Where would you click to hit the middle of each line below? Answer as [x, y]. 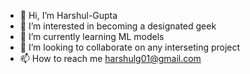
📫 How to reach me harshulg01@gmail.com [110, 58]
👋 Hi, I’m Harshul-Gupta [68, 15]
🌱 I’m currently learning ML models [92, 36]
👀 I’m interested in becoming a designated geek [118, 26]
